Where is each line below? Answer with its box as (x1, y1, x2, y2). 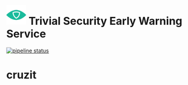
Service (6, 27, 47, 41)
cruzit (6, 68, 37, 82)
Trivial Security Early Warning (28, 14, 183, 28)
